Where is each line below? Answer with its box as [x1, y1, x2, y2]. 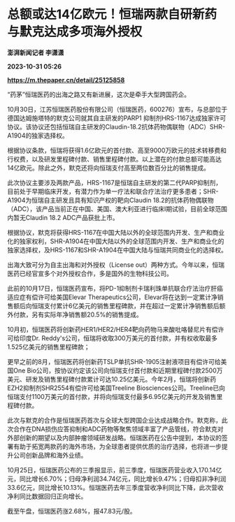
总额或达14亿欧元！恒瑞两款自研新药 [7, 6, 218, 22]
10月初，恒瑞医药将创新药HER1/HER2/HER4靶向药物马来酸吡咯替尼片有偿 [7, 325, 218, 333]
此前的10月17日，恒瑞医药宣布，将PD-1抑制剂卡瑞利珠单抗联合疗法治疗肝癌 [7, 284, 224, 292]
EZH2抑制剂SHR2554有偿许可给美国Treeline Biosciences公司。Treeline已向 [7, 384, 226, 392]
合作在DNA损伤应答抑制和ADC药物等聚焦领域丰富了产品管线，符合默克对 [13, 424, 224, 433]
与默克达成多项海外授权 [7, 24, 143, 40]
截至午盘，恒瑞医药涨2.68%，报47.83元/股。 [7, 507, 136, 515]
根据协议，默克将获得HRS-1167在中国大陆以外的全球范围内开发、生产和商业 [7, 228, 225, 236]
